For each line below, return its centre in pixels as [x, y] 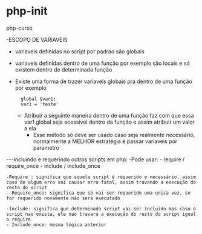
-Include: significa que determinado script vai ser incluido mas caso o [101, 209]
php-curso [20, 28]
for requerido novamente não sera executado [63, 198]
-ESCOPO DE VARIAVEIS [37, 39]
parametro [46, 147]
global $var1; [38, 99]
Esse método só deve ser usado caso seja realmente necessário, [114, 135]
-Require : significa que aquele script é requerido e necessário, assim [101, 177]
